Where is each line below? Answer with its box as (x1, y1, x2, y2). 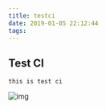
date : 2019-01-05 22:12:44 (8, 19, 99, 27)
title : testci (8, 11, 56, 20)
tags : (8, 26, 26, 34)
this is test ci (8, 78, 63, 86)
